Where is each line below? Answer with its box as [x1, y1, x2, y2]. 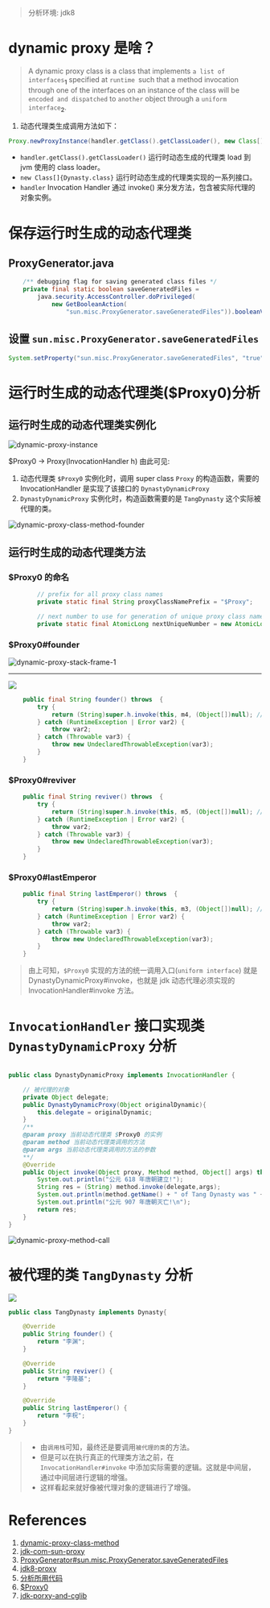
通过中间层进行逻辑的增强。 [39, 1472, 133, 1482]
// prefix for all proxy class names [37, 591, 163, 599]
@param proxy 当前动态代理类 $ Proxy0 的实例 [22, 1131, 162, 1139]
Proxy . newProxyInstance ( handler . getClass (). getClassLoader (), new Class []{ [8, 137, 268, 145]
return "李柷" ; [37, 1411, 86, 1420]
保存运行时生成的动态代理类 [8, 224, 192, 242]
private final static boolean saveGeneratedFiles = [22, 285, 199, 293]
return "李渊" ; [37, 1337, 86, 1346]
